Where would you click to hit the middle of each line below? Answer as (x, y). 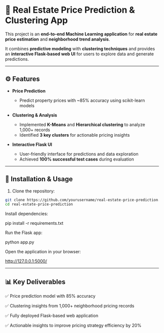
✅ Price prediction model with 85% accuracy (50, 296)
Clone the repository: (33, 191)
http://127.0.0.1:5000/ (26, 261)
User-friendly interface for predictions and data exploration (79, 154)
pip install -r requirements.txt (34, 223)
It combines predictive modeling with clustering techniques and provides (80, 48)
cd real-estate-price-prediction (39, 204)
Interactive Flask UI (32, 144)
